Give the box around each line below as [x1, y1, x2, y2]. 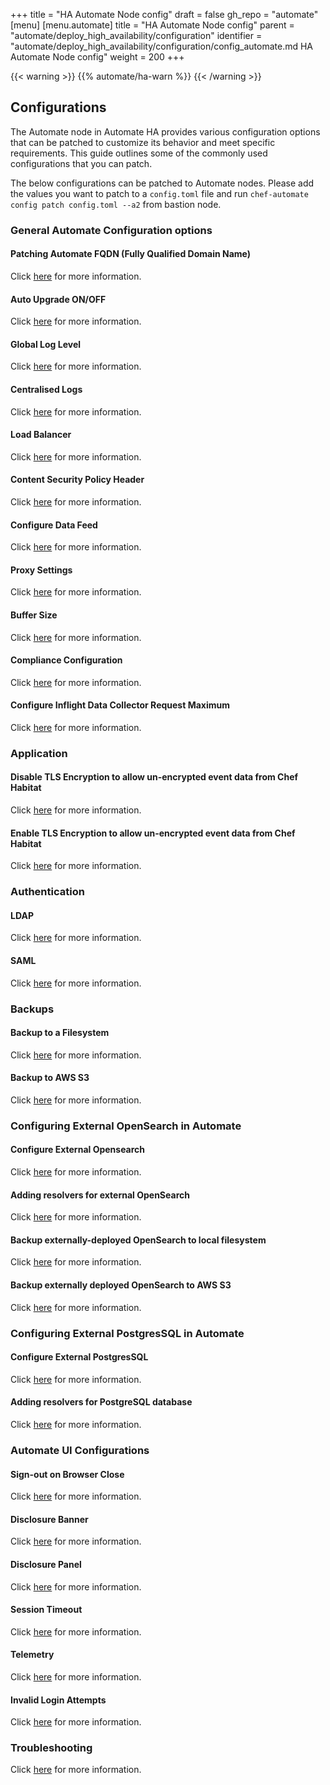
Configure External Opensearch [10, 1144, 146, 1156]
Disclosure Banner [10, 1513, 89, 1525]
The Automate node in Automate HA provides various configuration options [10, 125, 321, 138]
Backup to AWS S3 [10, 1072, 90, 1084]
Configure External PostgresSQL [10, 1351, 149, 1363]
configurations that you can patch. [10, 157, 153, 169]
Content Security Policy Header [10, 474, 145, 486]
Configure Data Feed [10, 519, 98, 531]
